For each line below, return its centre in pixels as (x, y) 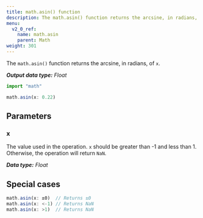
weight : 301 (21, 46)
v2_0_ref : (24, 29)
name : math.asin (38, 35)
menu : (13, 23)
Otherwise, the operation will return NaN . (56, 153)
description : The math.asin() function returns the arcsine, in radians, (102, 18)
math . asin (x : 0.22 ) (31, 97)
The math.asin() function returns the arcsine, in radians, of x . (83, 63)
